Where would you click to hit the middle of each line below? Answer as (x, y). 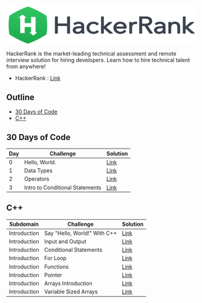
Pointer (53, 275)
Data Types (38, 171)
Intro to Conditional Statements (63, 187)
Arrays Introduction (68, 284)
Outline (20, 97)
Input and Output (65, 241)
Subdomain (24, 224)
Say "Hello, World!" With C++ (81, 233)
